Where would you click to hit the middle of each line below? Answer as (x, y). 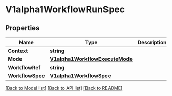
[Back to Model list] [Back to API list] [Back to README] (64, 88)
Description (152, 42)
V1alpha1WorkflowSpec (80, 76)
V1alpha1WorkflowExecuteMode (91, 59)
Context (18, 51)
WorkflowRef (24, 67)
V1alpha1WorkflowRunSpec (65, 9)
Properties (23, 28)
